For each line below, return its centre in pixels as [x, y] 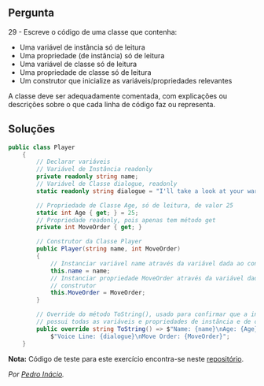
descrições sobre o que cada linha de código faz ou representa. [112, 104]
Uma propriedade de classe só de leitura [85, 72]
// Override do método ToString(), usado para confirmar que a [142, 314]
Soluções [31, 129]
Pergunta [31, 13]
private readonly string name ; [88, 176]
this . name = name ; [80, 271]
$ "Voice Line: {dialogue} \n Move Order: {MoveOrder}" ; [140, 336]
